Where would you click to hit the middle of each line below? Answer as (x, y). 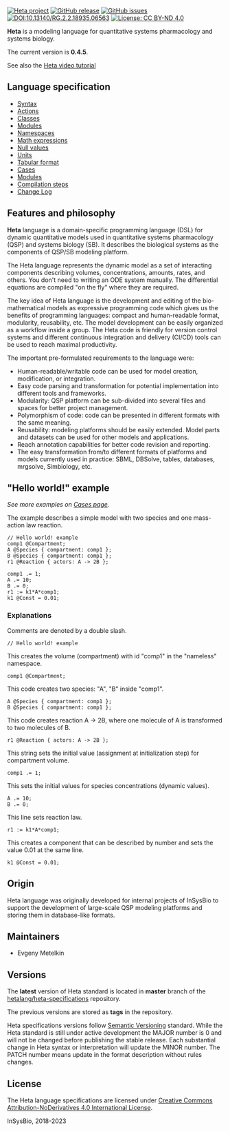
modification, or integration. (56, 378)
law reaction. (45, 525)
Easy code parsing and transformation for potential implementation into (118, 385)
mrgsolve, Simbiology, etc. (55, 466)
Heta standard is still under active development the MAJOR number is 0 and (114, 1033)
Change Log (35, 191)
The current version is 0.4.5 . (48, 52)
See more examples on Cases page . (58, 505)
